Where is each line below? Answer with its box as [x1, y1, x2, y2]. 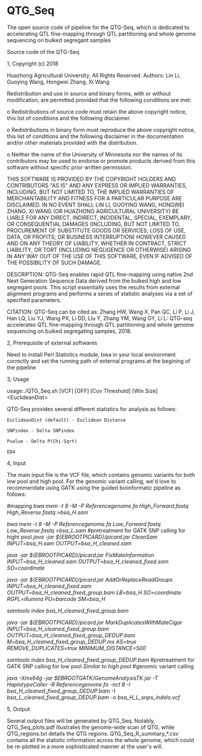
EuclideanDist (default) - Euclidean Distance [7, 417, 126, 423]
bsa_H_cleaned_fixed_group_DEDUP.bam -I [7, 687, 116, 694]
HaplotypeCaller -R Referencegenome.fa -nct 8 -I [7, 680, 131, 688]
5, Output [7, 705, 30, 712]
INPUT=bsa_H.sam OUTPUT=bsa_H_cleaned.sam [7, 539, 132, 547]
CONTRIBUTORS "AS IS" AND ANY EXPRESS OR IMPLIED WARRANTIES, [7, 182, 188, 189]
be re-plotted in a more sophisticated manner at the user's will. [7, 743, 163, 750]
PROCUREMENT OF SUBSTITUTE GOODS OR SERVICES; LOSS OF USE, [7, 226, 186, 234]
